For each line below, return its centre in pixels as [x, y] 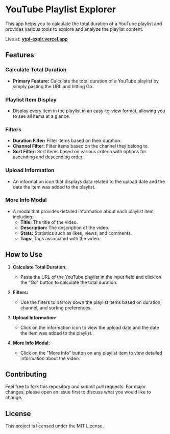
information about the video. [50, 358]
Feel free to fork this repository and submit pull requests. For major [76, 387]
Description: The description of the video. [65, 228]
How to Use [24, 255]
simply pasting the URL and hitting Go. [53, 86]
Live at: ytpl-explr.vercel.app [37, 39]
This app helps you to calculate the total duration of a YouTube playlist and [84, 24]
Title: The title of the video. [49, 222]
